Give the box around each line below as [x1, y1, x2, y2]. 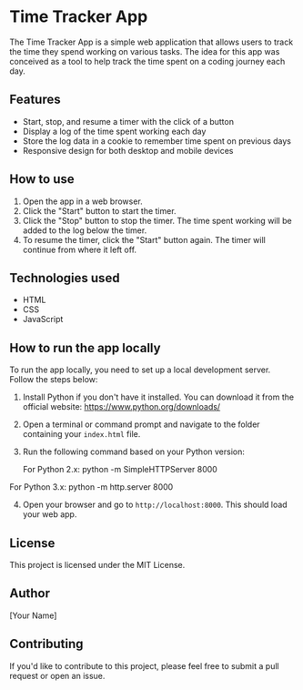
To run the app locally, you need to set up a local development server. [9, 364, 271, 375]
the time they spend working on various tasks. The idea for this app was [9, 46, 280, 56]
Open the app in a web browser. [22, 196, 143, 207]
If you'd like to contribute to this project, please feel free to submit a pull [9, 660, 279, 671]
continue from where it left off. [22, 244, 137, 255]
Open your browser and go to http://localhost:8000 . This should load [22, 499, 288, 511]
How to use [9, 171, 75, 188]
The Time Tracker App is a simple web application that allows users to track [9, 36, 294, 47]
